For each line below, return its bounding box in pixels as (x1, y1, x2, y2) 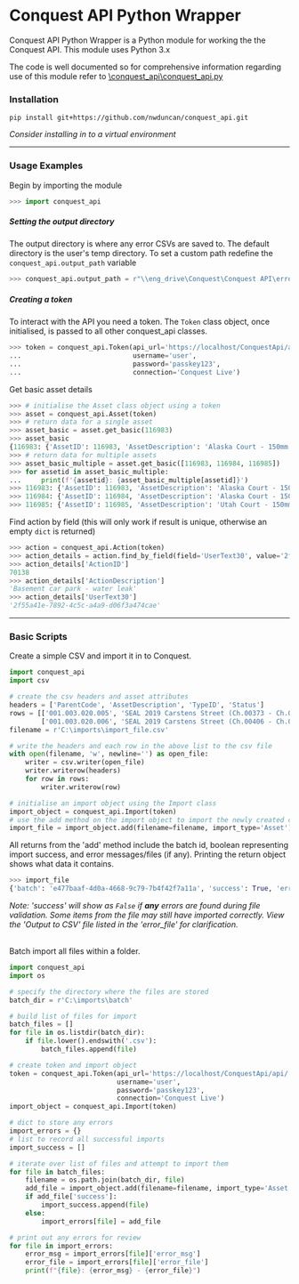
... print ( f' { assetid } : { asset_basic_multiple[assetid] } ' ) (9, 475, 249, 485)
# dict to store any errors (9, 1118, 114, 1127)
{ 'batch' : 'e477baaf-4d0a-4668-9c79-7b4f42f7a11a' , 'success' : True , (9, 884, 273, 893)
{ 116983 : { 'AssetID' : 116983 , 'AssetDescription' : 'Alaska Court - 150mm (9, 442, 289, 452)
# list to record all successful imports (9, 1135, 166, 1143)
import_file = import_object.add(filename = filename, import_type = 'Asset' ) (9, 824, 293, 833)
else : (25, 1208, 46, 1217)
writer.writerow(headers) (25, 766, 122, 775)
